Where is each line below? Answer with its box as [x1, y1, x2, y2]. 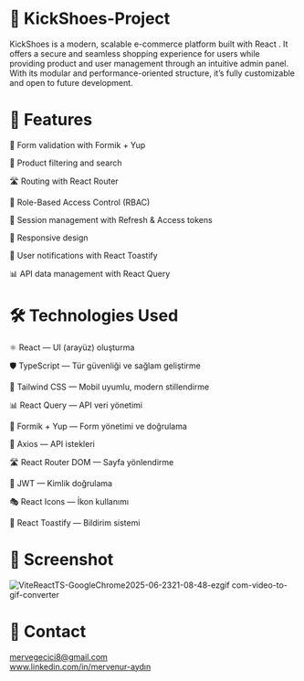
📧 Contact [9, 621, 87, 642]
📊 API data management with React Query [9, 268, 171, 279]
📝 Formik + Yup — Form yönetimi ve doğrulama [9, 420, 187, 431]
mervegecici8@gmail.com [9, 651, 108, 662]
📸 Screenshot [9, 549, 114, 569]
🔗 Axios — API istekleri [9, 438, 96, 449]
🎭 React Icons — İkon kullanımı [9, 495, 130, 506]
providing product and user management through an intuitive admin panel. [9, 58, 289, 69]
